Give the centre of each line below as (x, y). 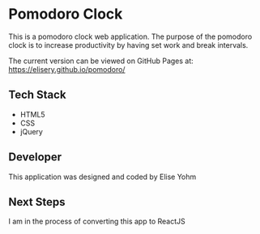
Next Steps (37, 202)
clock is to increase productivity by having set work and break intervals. (128, 45)
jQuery (31, 131)
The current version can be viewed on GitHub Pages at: (101, 61)
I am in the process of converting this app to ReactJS (97, 221)
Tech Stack (37, 95)
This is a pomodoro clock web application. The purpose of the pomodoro (130, 36)
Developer (35, 157)
